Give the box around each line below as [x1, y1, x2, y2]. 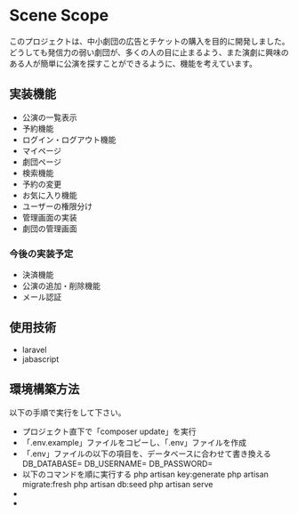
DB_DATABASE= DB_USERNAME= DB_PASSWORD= [21, 458, 213, 469]
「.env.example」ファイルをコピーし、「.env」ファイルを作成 [21, 437, 247, 447]
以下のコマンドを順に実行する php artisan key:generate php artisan [21, 469, 270, 479]
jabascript [21, 353, 60, 365]
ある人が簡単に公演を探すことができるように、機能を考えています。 [9, 58, 258, 68]
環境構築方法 [9, 381, 80, 397]
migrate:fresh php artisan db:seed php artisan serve [21, 478, 213, 489]
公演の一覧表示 [21, 112, 77, 123]
